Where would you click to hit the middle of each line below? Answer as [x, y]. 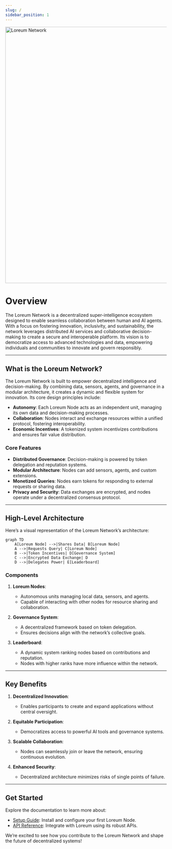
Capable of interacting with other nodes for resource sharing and [89, 602]
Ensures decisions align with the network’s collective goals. [83, 632]
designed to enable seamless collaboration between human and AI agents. [84, 320]
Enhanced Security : [34, 767]
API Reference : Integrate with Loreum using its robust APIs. [75, 825]
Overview [26, 301]
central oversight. [39, 712]
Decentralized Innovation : [41, 696]
